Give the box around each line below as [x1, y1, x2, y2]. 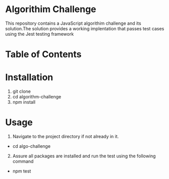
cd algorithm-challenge [12, 94, 62, 100]
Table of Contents [5, 49, 82, 60]
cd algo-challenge [12, 143, 51, 149]
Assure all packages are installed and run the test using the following [12, 153, 156, 159]
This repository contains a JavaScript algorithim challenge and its [5, 20, 141, 26]
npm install [12, 99, 36, 105]
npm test [12, 168, 31, 174]
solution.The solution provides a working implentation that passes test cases [5, 25, 164, 31]
